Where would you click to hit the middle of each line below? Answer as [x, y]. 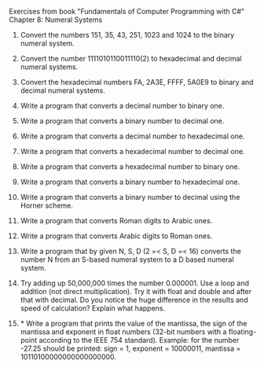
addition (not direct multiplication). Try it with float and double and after [136, 291]
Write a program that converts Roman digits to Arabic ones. [116, 221]
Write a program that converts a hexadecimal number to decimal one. [132, 151]
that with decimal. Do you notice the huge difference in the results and [134, 300]
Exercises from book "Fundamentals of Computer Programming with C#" [127, 11]
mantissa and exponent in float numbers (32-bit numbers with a [123, 332]
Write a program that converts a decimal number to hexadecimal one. [132, 136]
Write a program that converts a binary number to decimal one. [122, 121]
